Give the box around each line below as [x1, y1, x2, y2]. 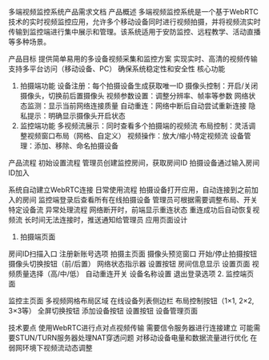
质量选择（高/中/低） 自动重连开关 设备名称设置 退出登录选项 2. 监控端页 [14, 269, 255, 278]
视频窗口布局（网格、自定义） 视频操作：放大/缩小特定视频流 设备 [26, 131, 244, 140]
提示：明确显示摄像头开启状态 [26, 111, 126, 120]
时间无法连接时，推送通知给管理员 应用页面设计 [30, 215, 188, 224]
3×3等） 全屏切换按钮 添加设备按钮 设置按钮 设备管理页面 [8, 306, 199, 315]
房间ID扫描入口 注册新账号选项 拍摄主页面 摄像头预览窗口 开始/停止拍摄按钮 [8, 249, 258, 258]
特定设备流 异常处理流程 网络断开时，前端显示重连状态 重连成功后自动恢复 [8, 205, 253, 214]
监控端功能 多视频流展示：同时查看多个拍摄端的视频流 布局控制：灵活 [19, 121, 249, 130]
